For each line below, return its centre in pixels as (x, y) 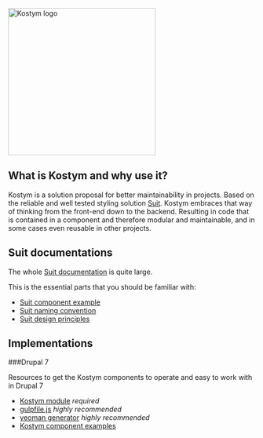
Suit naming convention (58, 310)
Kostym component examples (68, 426)
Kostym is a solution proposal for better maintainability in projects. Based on (131, 195)
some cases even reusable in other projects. (80, 228)
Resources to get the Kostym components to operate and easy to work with (130, 378)
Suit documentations (60, 253)
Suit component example (60, 302)
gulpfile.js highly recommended (70, 409)
